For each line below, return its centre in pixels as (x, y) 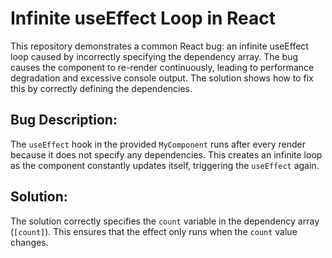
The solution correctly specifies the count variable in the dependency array (165, 221)
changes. (29, 242)
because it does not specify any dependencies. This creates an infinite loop (166, 154)
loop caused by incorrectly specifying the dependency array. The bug (154, 56)
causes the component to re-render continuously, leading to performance (162, 67)
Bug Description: (64, 120)
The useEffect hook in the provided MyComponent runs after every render (158, 144)
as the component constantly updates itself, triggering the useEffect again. (165, 165)
